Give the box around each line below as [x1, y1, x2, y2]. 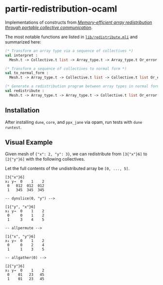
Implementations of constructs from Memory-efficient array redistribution [5, 19, 152, 25]
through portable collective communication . [5, 24, 93, 30]
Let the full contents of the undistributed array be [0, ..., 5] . [5, 165, 130, 171]
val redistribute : [5, 89, 45, 93]
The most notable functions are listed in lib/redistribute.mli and [5, 34, 138, 40]
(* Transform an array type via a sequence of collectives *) [5, 48, 133, 53]
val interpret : [5, 53, 38, 58]
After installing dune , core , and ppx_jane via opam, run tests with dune [5, 119, 142, 125]
